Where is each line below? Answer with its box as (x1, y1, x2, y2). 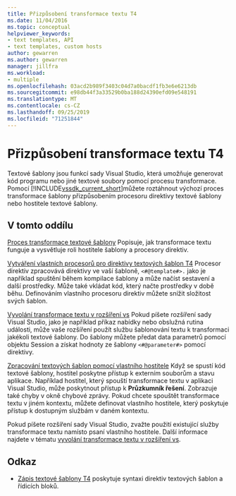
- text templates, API (7, 37, 74, 44)
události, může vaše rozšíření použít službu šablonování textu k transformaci (7, 325, 230, 334)
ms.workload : (7, 69, 46, 76)
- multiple (7, 75, 39, 83)
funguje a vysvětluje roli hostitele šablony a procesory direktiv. (7, 246, 189, 254)
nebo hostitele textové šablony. (7, 199, 98, 207)
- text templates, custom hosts (7, 43, 102, 50)
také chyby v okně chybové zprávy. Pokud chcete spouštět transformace (7, 392, 220, 400)
